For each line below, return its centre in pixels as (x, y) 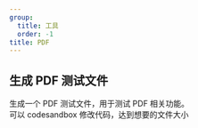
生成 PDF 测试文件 (59, 80)
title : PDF (29, 42)
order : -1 (35, 34)
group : (21, 17)
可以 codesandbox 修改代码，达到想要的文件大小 (99, 115)
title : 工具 (38, 26)
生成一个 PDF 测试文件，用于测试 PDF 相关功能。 (99, 104)
